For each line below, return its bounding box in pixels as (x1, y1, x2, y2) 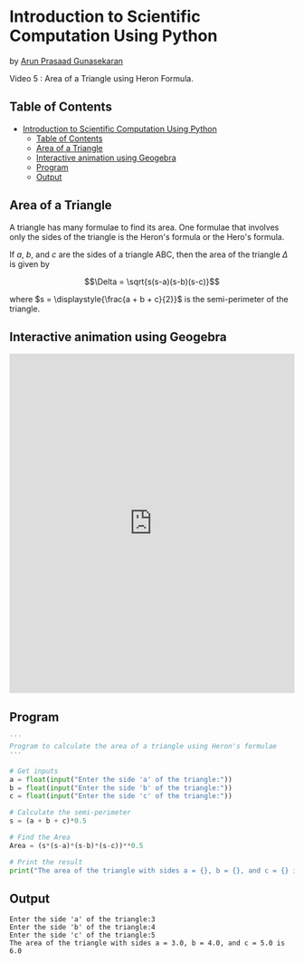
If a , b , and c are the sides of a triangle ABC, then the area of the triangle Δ (9, 249, 289, 260)
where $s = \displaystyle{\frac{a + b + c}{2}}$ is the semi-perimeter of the (9, 293, 289, 304)
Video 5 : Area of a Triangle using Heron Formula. (9, 72, 195, 83)
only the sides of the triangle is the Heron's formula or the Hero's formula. (9, 231, 285, 242)
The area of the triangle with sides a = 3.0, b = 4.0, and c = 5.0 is (9, 939, 285, 948)
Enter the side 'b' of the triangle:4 (9, 923, 156, 932)
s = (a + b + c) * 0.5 (9, 816, 88, 825)
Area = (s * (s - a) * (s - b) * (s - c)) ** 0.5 (9, 841, 144, 850)
